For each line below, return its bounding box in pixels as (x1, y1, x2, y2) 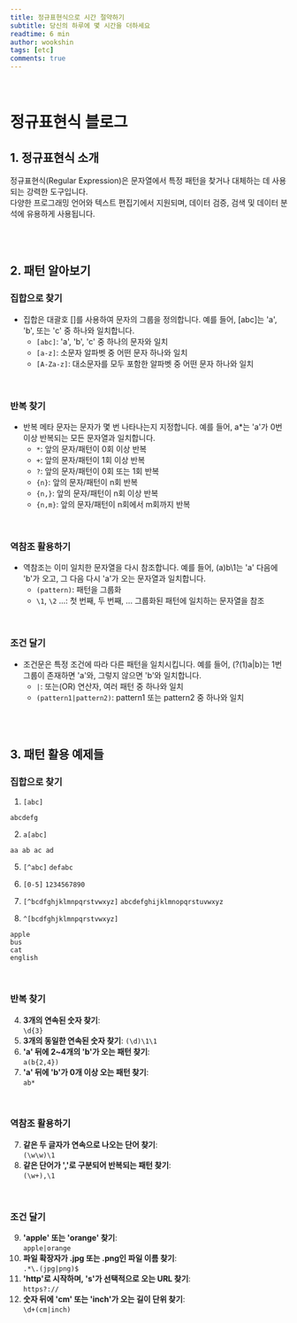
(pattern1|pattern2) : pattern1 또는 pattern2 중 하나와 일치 (35, 692, 245, 702)
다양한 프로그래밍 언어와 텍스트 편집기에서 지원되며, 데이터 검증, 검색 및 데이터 (10, 197, 279, 208)
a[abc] (22, 831, 48, 839)
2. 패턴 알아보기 (10, 263, 91, 279)
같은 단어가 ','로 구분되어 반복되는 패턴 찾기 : (22, 1159, 171, 1170)
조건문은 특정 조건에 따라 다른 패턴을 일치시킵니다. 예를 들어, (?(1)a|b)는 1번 (22, 659, 282, 669)
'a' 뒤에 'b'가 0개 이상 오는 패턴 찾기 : (22, 1066, 149, 1077)
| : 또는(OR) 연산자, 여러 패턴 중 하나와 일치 (35, 681, 184, 692)
